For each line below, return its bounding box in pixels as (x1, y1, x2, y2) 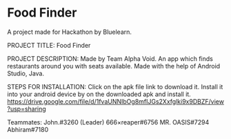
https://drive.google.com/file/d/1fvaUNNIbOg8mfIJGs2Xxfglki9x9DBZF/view (7, 97, 224, 105)
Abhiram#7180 (7, 125, 49, 133)
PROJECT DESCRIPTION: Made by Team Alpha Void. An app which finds (7, 54, 214, 63)
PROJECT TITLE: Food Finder (7, 41, 91, 49)
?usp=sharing (7, 104, 46, 113)
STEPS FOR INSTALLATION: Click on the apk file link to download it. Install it (7, 82, 223, 91)
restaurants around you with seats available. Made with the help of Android (7, 62, 221, 70)
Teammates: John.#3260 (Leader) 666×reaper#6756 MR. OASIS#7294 (7, 118, 210, 126)
